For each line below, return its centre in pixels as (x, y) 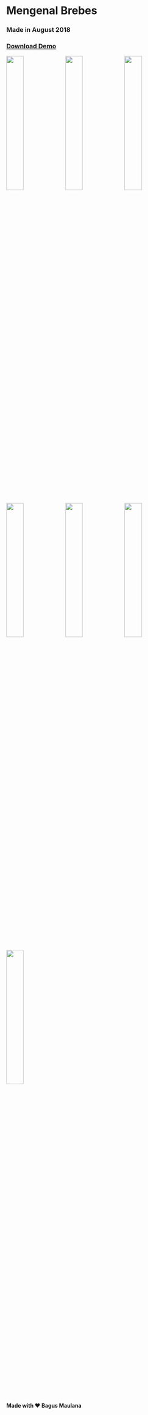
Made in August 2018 (39, 30)
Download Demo (31, 46)
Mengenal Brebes (52, 11)
